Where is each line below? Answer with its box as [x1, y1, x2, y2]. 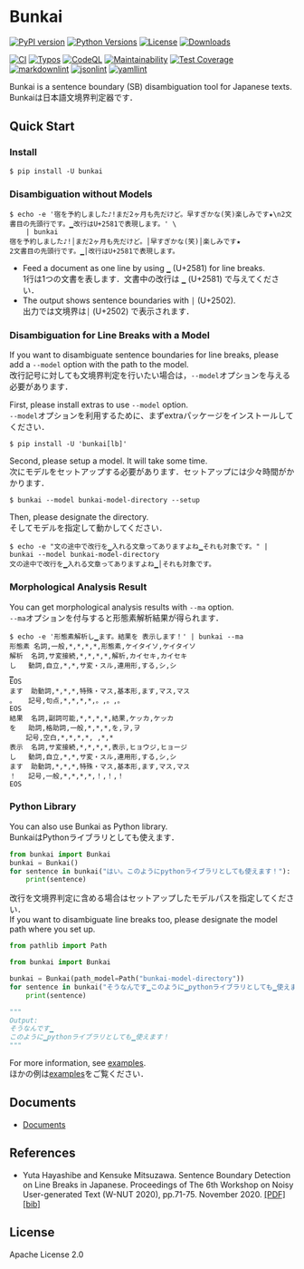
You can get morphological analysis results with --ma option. [9, 601, 234, 612]
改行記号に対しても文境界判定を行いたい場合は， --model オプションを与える [9, 370, 291, 381]
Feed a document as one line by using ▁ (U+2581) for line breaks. [22, 262, 265, 273]
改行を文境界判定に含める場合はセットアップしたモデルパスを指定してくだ [9, 893, 287, 903]
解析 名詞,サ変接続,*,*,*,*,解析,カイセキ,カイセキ [9, 651, 188, 660]
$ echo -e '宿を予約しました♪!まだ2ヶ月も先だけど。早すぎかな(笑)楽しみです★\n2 [9, 210, 286, 219]
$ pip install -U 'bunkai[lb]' [9, 440, 128, 449]
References [9, 1146, 76, 1161]
